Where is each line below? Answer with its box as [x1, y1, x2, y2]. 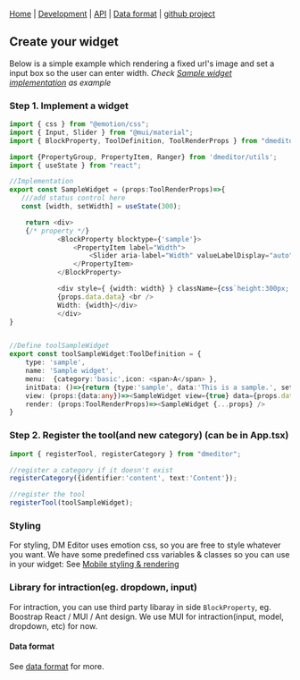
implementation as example [9, 77, 112, 88]
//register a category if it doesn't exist [9, 465, 174, 474]
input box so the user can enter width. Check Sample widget [9, 67, 232, 78]
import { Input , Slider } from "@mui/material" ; [9, 128, 194, 137]
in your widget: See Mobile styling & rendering [9, 559, 180, 570]
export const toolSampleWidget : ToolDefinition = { [9, 350, 202, 359]
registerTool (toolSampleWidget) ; [9, 498, 134, 507]
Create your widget [9, 34, 119, 49]
